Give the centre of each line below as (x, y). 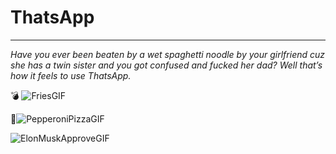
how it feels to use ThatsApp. (71, 75)
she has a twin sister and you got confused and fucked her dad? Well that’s (166, 65)
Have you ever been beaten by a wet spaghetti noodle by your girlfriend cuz (168, 54)
